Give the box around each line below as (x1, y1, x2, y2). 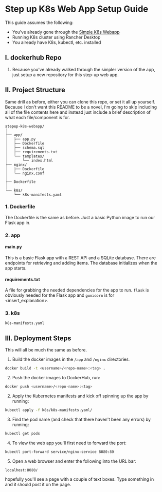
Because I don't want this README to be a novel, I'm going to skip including (5, 104, 157, 110)
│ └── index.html (5, 158, 54, 163)
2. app (5, 232, 20, 239)
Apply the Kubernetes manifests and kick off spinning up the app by (12, 393, 148, 399)
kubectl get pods (5, 431, 40, 436)
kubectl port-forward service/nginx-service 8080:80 (5, 449, 114, 454)
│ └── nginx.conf (5, 171, 45, 176)
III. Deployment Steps (5, 334, 72, 342)
